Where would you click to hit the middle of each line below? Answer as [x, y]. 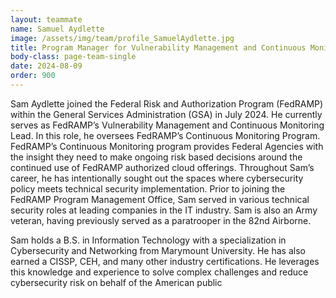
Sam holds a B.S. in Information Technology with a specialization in [148, 240]
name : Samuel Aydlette [57, 29]
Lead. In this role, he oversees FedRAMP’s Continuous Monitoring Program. [165, 135]
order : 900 [33, 76]
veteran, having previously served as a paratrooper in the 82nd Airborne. [161, 220]
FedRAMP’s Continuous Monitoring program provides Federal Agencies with [167, 146]
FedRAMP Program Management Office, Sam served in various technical [160, 199]
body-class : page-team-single [73, 57]
